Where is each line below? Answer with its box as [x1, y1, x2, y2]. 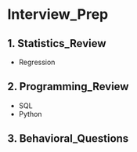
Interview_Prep [7, 5, 109, 24]
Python [18, 109, 42, 118]
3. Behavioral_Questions [7, 132, 129, 146]
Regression [18, 57, 56, 67]
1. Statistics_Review [7, 37, 106, 50]
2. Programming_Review [7, 80, 129, 93]
